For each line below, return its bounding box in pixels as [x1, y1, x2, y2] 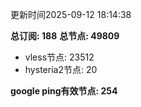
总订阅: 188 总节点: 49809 [10, 30, 120, 42]
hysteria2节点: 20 [24, 64, 98, 75]
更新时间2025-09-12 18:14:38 [10, 9, 132, 20]
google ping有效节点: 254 [10, 85, 118, 97]
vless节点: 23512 [24, 51, 95, 63]
